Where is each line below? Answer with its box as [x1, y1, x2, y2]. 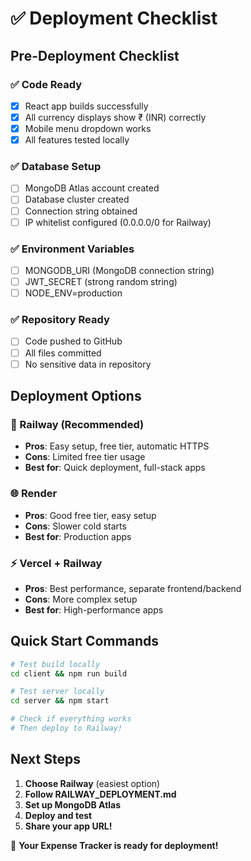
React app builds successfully [24, 100, 149, 112]
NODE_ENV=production [24, 287, 123, 299]
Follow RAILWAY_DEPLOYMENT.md [24, 788, 177, 800]
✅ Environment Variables [10, 242, 135, 256]
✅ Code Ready [10, 77, 83, 91]
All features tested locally [24, 134, 130, 146]
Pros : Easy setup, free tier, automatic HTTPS [24, 440, 210, 452]
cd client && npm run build [10, 668, 128, 679]
